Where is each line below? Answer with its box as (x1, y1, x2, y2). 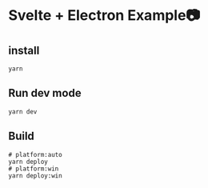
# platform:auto (8, 150, 62, 158)
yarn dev (8, 107, 38, 116)
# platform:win (8, 165, 59, 173)
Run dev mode (8, 86, 82, 100)
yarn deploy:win (8, 171, 62, 180)
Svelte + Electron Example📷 (8, 6, 201, 25)
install (8, 43, 40, 57)
